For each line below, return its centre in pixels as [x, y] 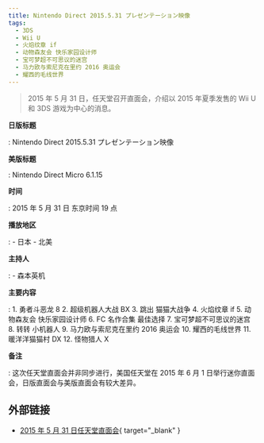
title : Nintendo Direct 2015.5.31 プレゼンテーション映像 [99, 15]
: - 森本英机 [27, 275]
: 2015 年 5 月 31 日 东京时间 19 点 [63, 208]
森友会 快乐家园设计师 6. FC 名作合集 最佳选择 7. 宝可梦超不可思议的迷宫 [133, 319]
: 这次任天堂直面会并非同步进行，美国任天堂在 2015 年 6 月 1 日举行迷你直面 [132, 372]
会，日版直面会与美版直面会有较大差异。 [74, 383]
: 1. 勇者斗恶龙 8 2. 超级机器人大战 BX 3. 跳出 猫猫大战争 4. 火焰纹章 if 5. [126, 309]
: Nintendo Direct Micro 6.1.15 [55, 175]
